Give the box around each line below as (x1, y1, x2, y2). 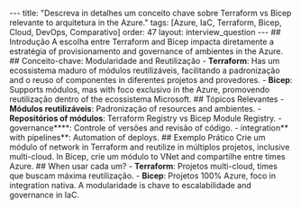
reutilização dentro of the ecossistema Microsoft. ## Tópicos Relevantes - (9, 94, 285, 104)
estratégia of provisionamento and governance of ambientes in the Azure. (9, 46, 284, 57)
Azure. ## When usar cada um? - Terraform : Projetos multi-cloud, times (9, 161, 278, 171)
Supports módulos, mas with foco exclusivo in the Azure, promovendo (9, 85, 270, 95)
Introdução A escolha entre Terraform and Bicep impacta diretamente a (9, 36, 275, 47)
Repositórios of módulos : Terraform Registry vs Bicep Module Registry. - (9, 113, 282, 123)
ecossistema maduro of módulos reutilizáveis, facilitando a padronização (9, 65, 281, 76)
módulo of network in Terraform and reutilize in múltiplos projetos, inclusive (9, 141, 290, 152)
